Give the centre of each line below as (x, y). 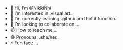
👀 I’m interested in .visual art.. (41, 13)
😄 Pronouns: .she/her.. (35, 37)
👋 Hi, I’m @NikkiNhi (30, 8)
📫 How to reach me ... (34, 30)
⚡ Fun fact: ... (24, 43)
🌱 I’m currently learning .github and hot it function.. (64, 19)
